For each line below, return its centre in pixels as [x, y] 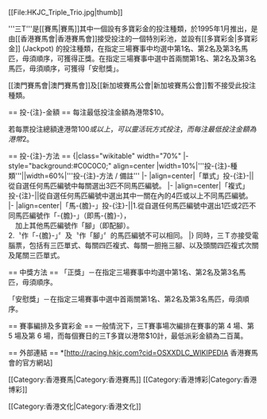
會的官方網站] [31, 363]
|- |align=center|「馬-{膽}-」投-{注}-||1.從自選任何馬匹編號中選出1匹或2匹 [129, 206]
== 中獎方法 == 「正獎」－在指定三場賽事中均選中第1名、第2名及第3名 [124, 272]
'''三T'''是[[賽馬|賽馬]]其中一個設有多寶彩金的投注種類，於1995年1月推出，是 [133, 29]
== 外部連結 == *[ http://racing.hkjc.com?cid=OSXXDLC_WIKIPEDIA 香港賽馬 [133, 353]
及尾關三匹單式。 [36, 255]
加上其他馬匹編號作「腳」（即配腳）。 [74, 225]
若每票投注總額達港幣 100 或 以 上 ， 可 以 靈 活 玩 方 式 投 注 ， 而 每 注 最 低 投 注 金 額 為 [132, 129]
